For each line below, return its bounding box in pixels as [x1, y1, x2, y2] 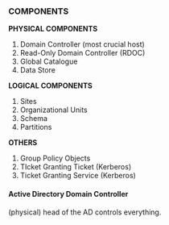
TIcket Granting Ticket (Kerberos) [19, 162, 132, 172]
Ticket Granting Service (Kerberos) [19, 171, 137, 181]
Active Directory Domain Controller [8, 189, 129, 198]
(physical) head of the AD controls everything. [8, 207, 162, 217]
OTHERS [8, 138, 38, 148]
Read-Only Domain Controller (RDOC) [19, 48, 146, 58]
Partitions [19, 123, 52, 132]
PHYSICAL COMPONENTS [8, 24, 98, 34]
